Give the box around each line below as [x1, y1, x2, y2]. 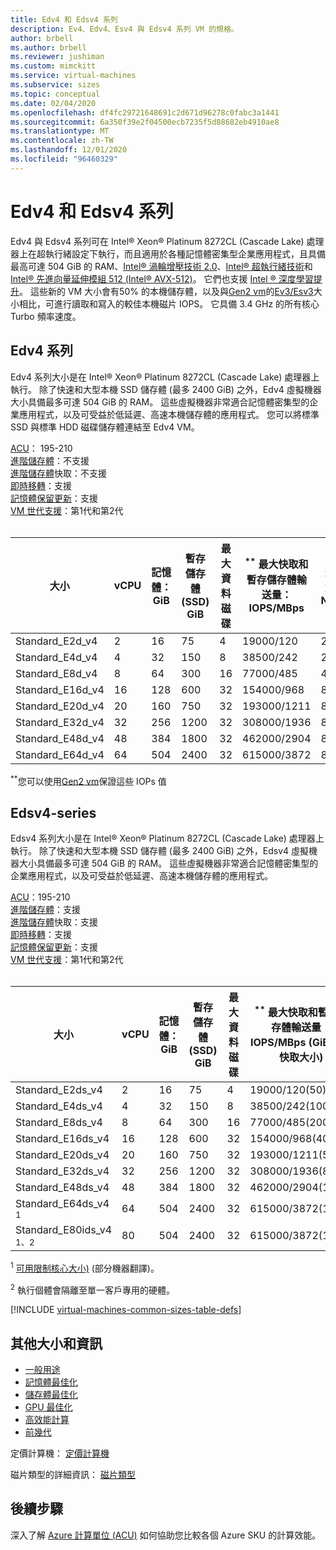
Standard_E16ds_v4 [15, 1131, 110, 1145]
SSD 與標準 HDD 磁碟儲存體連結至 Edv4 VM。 [10, 421, 200, 433]
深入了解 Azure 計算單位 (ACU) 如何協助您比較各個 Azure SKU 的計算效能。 [10, 1529, 322, 1541]
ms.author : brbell [10, 42, 87, 53]
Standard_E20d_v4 [15, 699, 105, 713]
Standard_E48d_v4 [15, 731, 105, 745]
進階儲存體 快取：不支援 [10, 467, 107, 479]
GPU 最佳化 [24, 1401, 73, 1413]
